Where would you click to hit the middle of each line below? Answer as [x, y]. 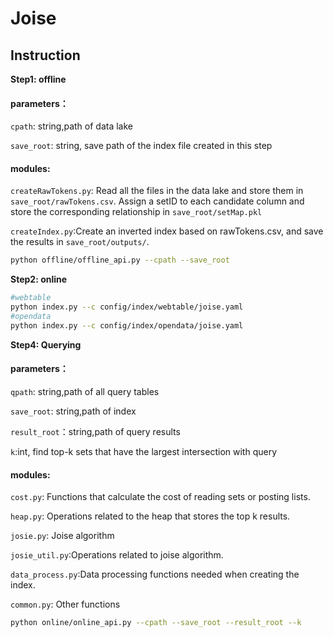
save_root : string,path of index [73, 411]
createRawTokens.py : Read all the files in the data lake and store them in [157, 191]
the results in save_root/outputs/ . [80, 242]
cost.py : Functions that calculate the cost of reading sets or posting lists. [160, 497]
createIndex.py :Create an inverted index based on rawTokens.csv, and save [167, 231]
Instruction [45, 55]
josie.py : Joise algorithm [62, 536]
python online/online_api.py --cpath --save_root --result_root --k [156, 623]
